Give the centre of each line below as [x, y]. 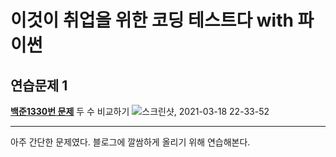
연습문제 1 [39, 85]
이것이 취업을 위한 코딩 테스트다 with [152, 20]
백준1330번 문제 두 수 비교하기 [70, 111]
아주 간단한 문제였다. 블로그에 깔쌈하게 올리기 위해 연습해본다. [130, 142]
